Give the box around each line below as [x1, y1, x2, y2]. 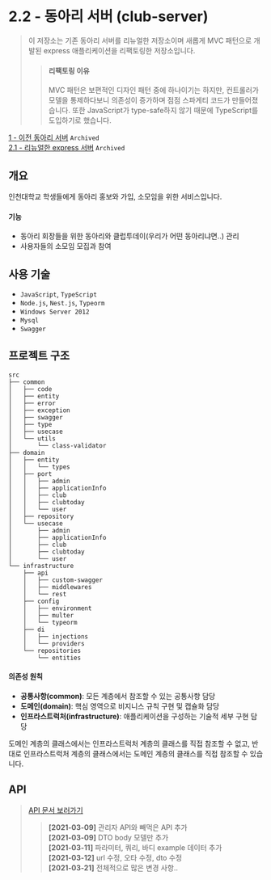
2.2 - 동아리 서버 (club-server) [8, 7, 209, 26]
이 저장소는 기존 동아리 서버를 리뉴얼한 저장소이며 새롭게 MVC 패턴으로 [28, 36, 252, 45]
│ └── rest [23, 590, 67, 598]
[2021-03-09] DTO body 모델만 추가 [48, 832, 169, 842]
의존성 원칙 [8, 672, 43, 681]
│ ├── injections [23, 632, 89, 641]
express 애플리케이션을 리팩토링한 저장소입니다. [43, 45, 196, 55]
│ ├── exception [8, 406, 70, 415]
